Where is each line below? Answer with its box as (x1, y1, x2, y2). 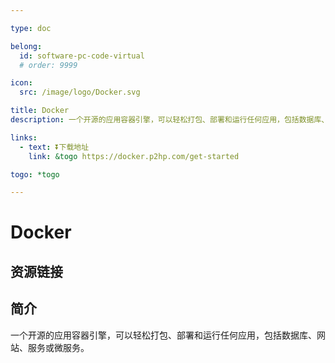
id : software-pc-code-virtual (19, 51, 145, 61)
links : (10, 132, 38, 143)
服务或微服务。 (27, 341, 90, 353)
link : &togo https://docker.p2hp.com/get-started (28, 151, 240, 161)
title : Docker (10, 106, 70, 116)
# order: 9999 (19, 60, 78, 70)
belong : (10, 41, 43, 51)
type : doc (10, 23, 52, 33)
